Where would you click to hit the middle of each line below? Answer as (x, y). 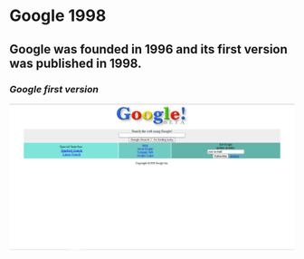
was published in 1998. (76, 63)
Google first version (54, 89)
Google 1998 (58, 16)
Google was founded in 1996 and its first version (148, 49)
